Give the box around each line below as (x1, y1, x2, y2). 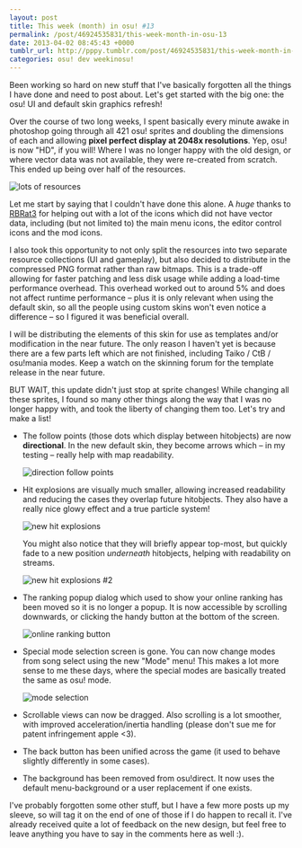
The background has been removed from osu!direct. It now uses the (22, 773, 275, 783)
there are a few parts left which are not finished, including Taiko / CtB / (9, 348, 271, 358)
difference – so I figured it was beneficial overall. (9, 312, 190, 322)
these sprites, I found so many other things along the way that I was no (9, 394, 272, 404)
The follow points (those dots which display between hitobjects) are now (22, 430, 292, 441)
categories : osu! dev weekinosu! (9, 55, 135, 64)
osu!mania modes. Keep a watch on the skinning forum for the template (9, 358, 274, 368)
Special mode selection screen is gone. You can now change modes (22, 646, 276, 657)
